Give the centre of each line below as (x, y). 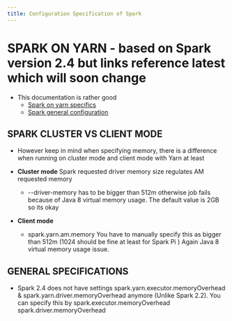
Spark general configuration (68, 112)
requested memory (45, 179)
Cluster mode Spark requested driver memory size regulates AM (110, 172)
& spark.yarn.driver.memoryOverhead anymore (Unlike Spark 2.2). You (119, 296)
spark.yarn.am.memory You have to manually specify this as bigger (124, 234)
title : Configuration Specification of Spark (74, 14)
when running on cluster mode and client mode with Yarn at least (111, 158)
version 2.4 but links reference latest (116, 63)
